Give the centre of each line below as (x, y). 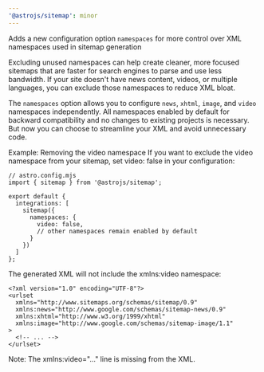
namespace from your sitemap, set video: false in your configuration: (122, 161)
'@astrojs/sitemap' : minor (53, 16)
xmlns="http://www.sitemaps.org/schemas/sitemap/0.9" (106, 302)
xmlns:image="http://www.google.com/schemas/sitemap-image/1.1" (124, 323)
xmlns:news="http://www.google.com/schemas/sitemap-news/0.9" (121, 309)
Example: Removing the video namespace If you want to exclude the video (131, 152)
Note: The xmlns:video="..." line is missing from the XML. (102, 358)
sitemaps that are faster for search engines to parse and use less (115, 70)
